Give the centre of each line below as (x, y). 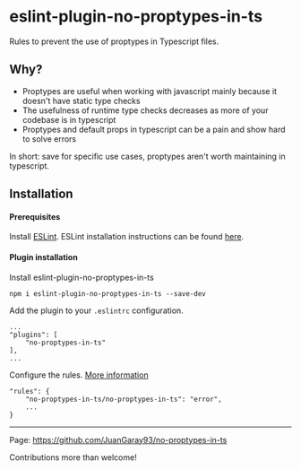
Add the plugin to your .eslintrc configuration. (96, 310)
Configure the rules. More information (79, 375)
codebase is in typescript (69, 119)
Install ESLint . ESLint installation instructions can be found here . (127, 237)
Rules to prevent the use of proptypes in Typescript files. (114, 41)
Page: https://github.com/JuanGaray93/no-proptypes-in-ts (118, 440)
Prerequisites (35, 216)
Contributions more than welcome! (73, 457)
